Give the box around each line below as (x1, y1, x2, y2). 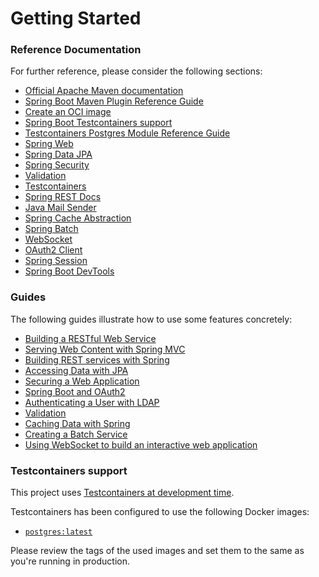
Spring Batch (24, 223, 79, 235)
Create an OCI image (24, 106, 112, 118)
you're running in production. (10, 555, 131, 567)
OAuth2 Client (24, 244, 83, 256)
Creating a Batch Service (24, 428, 128, 440)
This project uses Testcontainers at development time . (10, 487, 235, 499)
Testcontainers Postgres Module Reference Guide (24, 127, 231, 139)
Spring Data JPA (24, 148, 93, 161)
